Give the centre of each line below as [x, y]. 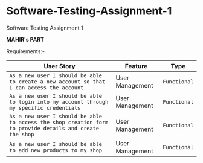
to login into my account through [59, 102]
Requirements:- [26, 51]
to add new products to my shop [56, 150]
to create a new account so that [57, 81]
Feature [136, 66]
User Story [60, 66]
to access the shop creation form [59, 122]
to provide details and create [54, 128]
